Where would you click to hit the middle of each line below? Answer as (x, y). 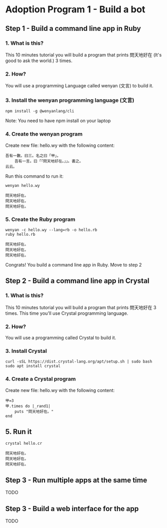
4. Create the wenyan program (44, 134)
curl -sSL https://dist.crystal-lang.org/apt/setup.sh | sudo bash (79, 362)
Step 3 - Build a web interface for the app (72, 509)
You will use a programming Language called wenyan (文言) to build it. (79, 86)
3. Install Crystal (26, 351)
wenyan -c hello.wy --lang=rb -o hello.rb (51, 230)
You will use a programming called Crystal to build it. (61, 338)
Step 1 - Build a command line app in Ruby (73, 29)
